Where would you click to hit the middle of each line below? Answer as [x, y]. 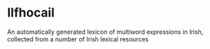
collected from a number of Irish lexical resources [78, 39]
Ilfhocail [31, 13]
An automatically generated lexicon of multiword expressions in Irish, [105, 32]
